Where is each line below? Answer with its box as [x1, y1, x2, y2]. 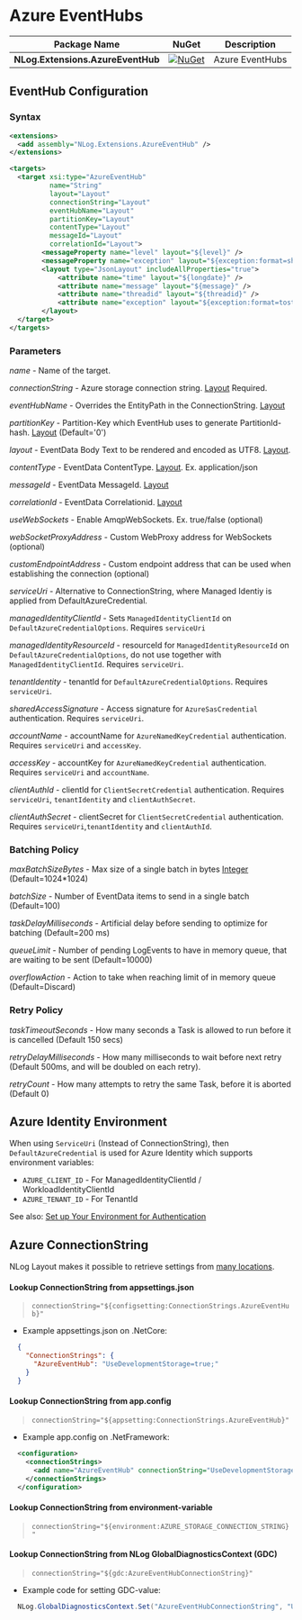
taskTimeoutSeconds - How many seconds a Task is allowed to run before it [9, 1024, 292, 1036]
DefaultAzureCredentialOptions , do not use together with [9, 649, 222, 660]
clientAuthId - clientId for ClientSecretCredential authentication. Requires [9, 784, 285, 795]
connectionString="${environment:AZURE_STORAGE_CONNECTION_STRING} [31, 1522, 289, 1531]
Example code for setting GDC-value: [22, 1584, 162, 1595]
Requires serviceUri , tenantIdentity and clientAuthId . [9, 821, 213, 832]
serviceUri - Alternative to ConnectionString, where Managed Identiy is [9, 586, 272, 597]
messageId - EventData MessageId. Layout [9, 479, 169, 491]
